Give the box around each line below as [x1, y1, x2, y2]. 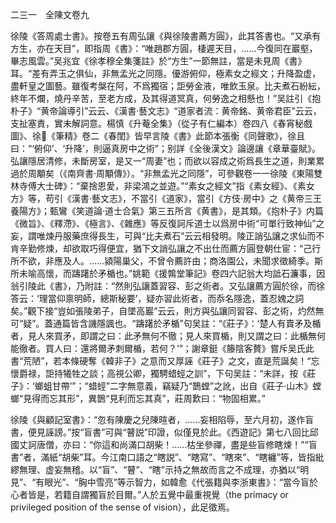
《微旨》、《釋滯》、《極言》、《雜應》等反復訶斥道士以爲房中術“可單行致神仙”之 [10, 218, 325, 229]
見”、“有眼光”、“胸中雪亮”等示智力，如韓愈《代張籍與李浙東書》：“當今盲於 [10, 476, 318, 488]
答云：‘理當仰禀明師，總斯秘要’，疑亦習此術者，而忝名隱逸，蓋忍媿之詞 [10, 293, 305, 304]
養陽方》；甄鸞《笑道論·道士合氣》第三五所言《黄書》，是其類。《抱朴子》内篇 [10, 205, 325, 217]
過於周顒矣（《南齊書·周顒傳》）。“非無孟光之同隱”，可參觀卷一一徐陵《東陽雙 [10, 168, 323, 179]
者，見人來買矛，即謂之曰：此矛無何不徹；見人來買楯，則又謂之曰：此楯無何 [10, 330, 326, 342]
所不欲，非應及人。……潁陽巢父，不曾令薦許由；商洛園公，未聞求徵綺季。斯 [10, 255, 324, 267]
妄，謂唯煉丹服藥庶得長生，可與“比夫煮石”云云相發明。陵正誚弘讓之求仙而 [10, 230, 317, 242]
